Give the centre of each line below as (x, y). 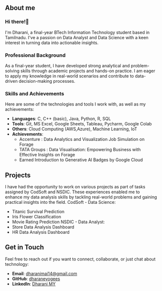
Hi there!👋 (17, 22)
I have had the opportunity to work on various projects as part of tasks (75, 187)
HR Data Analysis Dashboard (41, 232)
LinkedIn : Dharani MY (34, 284)
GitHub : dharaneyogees (36, 278)
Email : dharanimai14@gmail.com (44, 274)
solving (12, 71)
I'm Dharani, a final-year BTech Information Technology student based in (77, 32)
